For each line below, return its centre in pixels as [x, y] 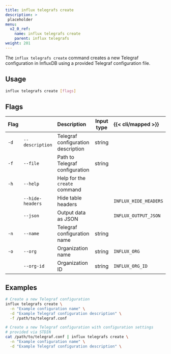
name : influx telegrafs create [48, 34]
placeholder [20, 19]
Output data [72, 213]
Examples [21, 287]
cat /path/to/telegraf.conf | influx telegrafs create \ [67, 337]
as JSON [68, 219]
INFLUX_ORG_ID [131, 266]
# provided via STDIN [28, 332]
